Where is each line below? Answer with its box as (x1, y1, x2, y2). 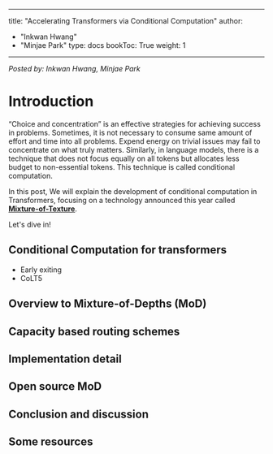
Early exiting (19, 265, 63, 275)
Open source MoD (8, 379, 102, 394)
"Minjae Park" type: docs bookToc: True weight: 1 (19, 41, 186, 50)
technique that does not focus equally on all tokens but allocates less (8, 153, 240, 163)
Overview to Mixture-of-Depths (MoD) (8, 297, 207, 311)
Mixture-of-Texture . (8, 204, 77, 214)
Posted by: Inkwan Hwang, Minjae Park (8, 64, 141, 73)
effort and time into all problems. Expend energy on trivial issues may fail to (8, 136, 261, 146)
